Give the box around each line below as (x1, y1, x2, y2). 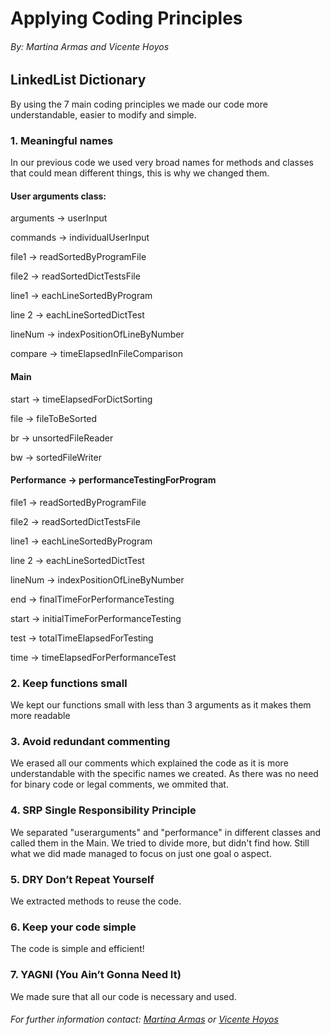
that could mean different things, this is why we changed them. (10, 167, 270, 179)
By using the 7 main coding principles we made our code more (10, 98, 268, 110)
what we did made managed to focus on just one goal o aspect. (10, 847, 272, 859)
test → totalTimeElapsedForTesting (10, 632, 154, 644)
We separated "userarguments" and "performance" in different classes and (10, 826, 322, 838)
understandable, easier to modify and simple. (10, 108, 197, 121)
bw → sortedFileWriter (10, 451, 102, 463)
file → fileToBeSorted (10, 412, 98, 424)
